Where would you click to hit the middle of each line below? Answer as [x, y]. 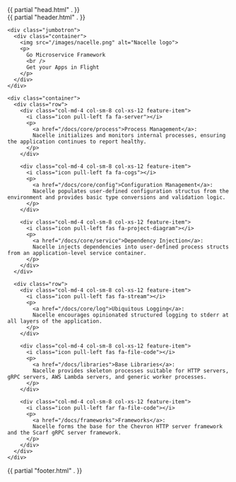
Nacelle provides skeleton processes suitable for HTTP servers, [131, 371]
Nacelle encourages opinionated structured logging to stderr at [131, 315]
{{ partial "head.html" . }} [43, 10]
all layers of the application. [55, 321]
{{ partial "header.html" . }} [47, 17]
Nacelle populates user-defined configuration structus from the [131, 191]
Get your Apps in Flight [63, 67]
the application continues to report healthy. [77, 142]
